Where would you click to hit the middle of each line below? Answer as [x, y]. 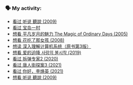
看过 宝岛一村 [26, 28]
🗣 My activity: [23, 8]
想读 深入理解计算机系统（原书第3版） [52, 46]
